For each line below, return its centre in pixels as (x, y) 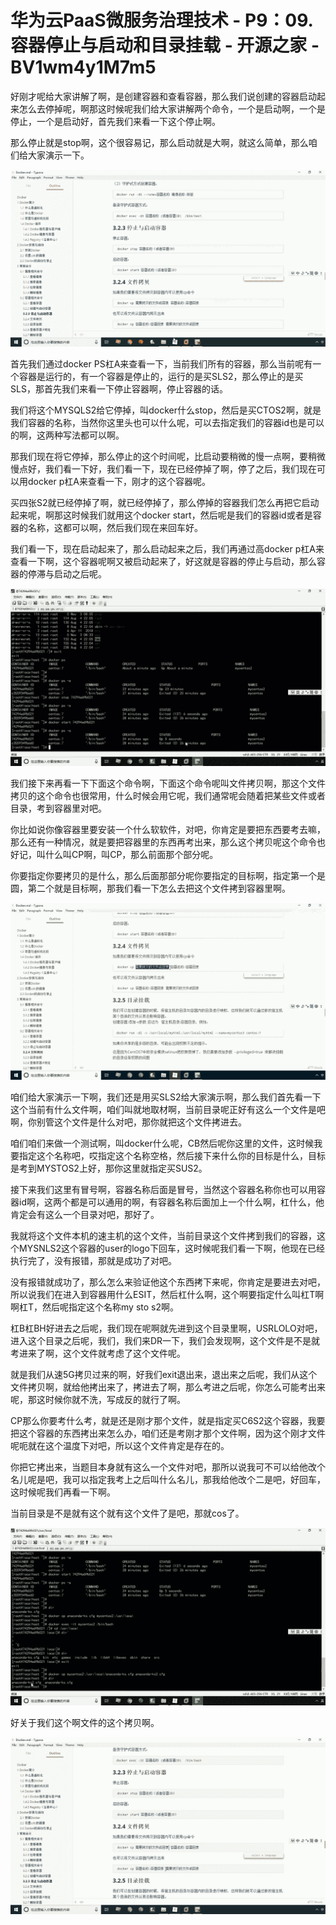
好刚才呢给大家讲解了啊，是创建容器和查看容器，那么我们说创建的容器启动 (163, 96)
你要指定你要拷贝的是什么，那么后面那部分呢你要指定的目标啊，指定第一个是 (168, 875)
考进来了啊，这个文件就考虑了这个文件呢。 (98, 1353)
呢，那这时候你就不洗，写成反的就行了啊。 (98, 1400)
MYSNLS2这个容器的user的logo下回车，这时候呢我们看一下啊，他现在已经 (171, 1248)
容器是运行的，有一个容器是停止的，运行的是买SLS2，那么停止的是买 (161, 377)
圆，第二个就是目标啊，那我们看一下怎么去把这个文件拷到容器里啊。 (150, 888)
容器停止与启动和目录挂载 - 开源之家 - (165, 45)
